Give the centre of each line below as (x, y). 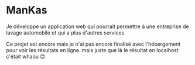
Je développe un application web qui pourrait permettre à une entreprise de (97, 26)
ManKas (27, 10)
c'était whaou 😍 (26, 56)
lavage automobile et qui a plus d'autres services (65, 32)
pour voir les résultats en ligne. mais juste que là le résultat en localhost (92, 50)
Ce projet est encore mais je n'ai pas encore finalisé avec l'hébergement (93, 44)
